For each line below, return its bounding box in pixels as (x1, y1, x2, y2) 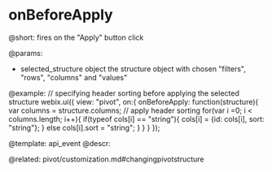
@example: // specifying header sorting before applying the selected (8, 88, 240, 98)
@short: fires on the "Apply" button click (8, 32, 144, 42)
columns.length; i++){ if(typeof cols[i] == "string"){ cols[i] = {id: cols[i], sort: (8, 114, 265, 123)
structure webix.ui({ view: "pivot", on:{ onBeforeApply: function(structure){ (8, 97, 259, 106)
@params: (8, 48, 43, 58)
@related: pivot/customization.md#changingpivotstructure (8, 154, 205, 164)
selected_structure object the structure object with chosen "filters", (20, 63, 246, 74)
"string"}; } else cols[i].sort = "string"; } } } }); (8, 123, 160, 132)
